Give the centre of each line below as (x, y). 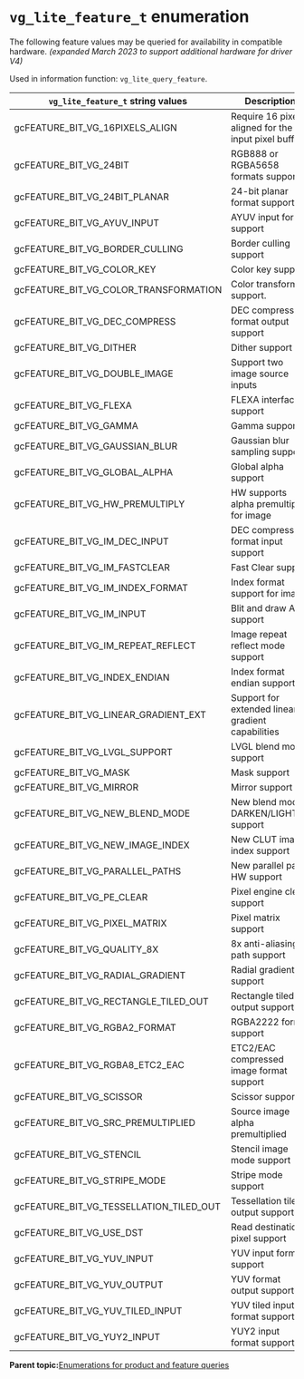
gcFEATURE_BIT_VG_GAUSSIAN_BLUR (96, 446)
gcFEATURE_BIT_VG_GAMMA (76, 425)
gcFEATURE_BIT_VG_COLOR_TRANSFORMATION (118, 289)
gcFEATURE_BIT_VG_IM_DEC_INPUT (91, 541)
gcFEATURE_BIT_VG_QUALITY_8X (86, 949)
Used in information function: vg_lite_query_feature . (109, 78)
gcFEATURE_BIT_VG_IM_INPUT (80, 614)
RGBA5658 (255, 165)
